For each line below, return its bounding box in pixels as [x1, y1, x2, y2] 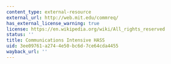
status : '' [6, 32, 34, 38]
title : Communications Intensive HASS [6, 37, 105, 43]
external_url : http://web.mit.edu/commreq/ [6, 15, 119, 21]
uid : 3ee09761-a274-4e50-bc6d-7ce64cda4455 [6, 43, 119, 49]
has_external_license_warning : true [6, 20, 100, 26]
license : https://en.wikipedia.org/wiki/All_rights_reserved [6, 26, 166, 32]
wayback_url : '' [6, 49, 48, 55]
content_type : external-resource [6, 9, 92, 15]
